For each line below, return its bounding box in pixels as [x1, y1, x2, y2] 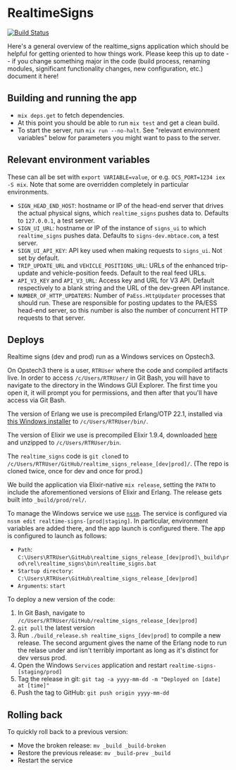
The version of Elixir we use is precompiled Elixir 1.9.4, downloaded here [7, 431, 218, 440]
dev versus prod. [17, 654, 67, 662]
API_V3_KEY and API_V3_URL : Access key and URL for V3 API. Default [17, 276, 215, 285]
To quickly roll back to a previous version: [7, 728, 128, 736]
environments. [7, 187, 49, 196]
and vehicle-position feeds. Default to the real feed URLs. [39, 268, 206, 277]
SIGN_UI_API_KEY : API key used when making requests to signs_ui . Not [17, 246, 223, 254]
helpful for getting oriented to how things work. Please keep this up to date [7, 49, 225, 58]
